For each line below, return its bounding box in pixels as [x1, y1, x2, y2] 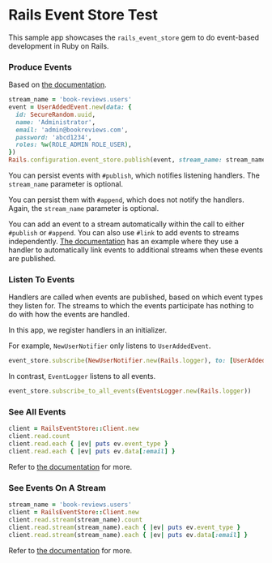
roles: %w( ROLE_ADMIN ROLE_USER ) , [15, 140, 132, 149]
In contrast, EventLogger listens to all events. [8, 372, 156, 381]
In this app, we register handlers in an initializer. [8, 325, 168, 335]
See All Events [8, 406, 66, 418]
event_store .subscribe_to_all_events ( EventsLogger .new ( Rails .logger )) [8, 387, 252, 395]
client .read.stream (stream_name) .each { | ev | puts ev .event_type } [8, 523, 241, 531]
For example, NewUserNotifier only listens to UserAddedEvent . [8, 341, 211, 350]
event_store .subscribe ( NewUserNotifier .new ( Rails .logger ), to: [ [8, 357, 233, 365]
